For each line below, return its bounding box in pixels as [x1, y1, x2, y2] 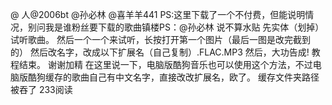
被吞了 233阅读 [10, 84, 73, 95]
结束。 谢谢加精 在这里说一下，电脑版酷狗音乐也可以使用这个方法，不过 [18, 59, 313, 70]
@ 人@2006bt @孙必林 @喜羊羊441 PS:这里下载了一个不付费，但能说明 [10, 9, 306, 20]
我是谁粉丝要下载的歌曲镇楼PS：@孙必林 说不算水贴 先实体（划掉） [44, 21, 325, 33]
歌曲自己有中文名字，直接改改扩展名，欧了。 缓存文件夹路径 [71, 71, 320, 83]
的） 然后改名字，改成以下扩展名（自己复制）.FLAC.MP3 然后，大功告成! [10, 46, 310, 58]
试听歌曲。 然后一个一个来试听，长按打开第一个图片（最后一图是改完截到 [10, 34, 311, 45]
